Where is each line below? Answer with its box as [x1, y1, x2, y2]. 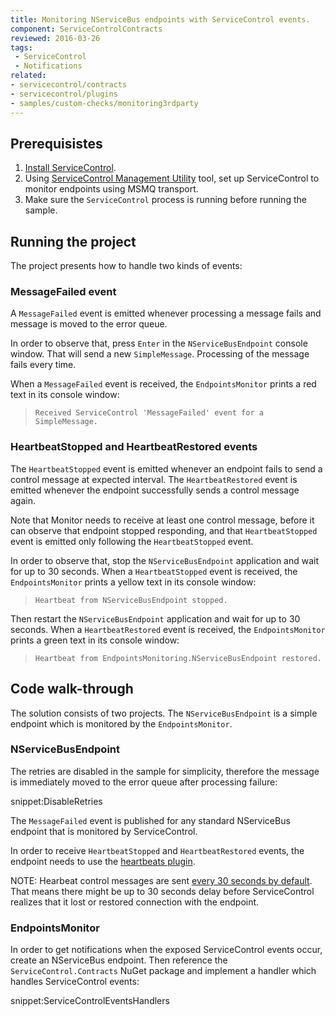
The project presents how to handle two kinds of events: [10, 260, 243, 272]
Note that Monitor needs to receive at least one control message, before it [10, 514, 315, 526]
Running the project [10, 233, 137, 250]
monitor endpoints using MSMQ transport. [24, 183, 199, 195]
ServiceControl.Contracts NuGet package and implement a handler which [10, 965, 317, 977]
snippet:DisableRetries [10, 795, 103, 807]
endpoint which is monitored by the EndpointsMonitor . [10, 717, 233, 730]
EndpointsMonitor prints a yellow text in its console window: [10, 576, 257, 588]
